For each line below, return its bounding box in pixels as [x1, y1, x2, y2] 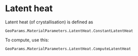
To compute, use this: [5, 37, 49, 43]
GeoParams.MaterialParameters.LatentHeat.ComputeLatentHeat [5, 46, 132, 51]
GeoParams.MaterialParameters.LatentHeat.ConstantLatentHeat [5, 28, 134, 33]
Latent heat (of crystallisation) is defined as [5, 19, 94, 25]
